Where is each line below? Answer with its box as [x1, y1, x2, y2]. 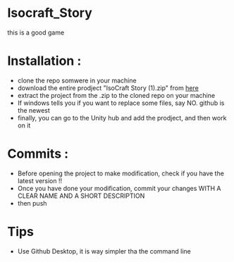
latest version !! [17, 176, 63, 185]
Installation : [7, 53, 82, 69]
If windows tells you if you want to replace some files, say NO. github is [17, 99, 225, 107]
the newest [17, 106, 51, 114]
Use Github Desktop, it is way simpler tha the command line [17, 247, 192, 255]
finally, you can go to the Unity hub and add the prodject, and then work [17, 113, 227, 122]
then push [17, 199, 47, 207]
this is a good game [7, 28, 65, 37]
